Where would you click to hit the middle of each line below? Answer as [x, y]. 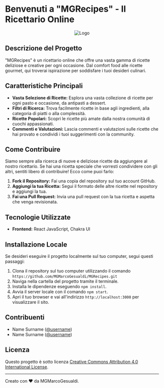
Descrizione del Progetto [43, 48]
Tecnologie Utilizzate [38, 217]
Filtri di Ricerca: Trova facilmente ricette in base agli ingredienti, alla [81, 108]
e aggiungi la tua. [30, 191]
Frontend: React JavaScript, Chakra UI [51, 229]
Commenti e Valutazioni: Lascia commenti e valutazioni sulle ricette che [85, 129]
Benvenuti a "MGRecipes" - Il [65, 9]
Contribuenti [25, 317]
